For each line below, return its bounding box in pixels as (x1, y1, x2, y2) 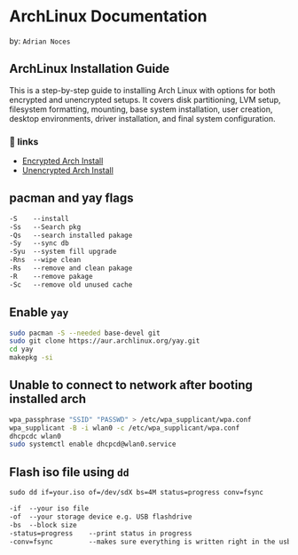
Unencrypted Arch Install (21, 165, 114, 176)
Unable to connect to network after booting (9, 377, 253, 392)
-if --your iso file (9, 504, 90, 513)
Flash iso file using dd (9, 464, 130, 480)
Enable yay (9, 305, 69, 321)
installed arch (9, 392, 87, 407)
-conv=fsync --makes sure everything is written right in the (9, 537, 276, 546)
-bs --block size (9, 520, 77, 529)
